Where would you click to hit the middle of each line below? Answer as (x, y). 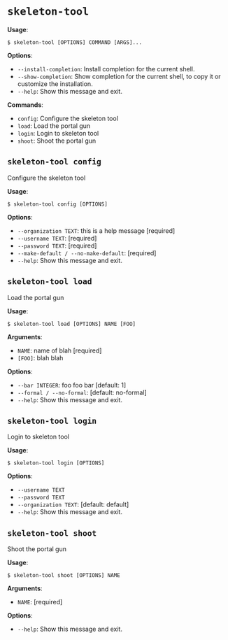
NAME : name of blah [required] (59, 350)
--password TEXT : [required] (57, 246)
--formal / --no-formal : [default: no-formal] (82, 392)
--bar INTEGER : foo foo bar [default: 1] (72, 385)
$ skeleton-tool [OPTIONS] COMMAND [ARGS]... (74, 42)
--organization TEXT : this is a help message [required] (96, 230)
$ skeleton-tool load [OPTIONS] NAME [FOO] (72, 324)
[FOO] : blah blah (40, 357)
